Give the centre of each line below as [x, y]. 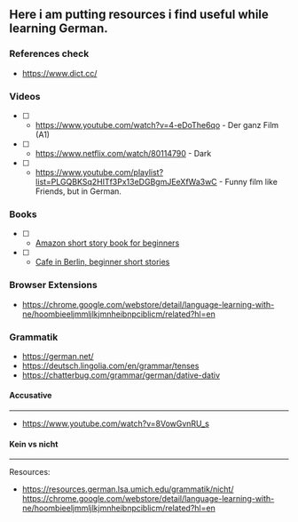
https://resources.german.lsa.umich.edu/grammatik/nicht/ [128, 489]
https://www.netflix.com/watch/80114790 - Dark [123, 153]
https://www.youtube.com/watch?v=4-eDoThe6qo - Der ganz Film [157, 124]
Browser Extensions [53, 285]
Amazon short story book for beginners [107, 243]
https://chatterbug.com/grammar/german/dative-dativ [121, 375]
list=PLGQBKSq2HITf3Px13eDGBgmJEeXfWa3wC [126, 181]
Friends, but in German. [78, 191]
